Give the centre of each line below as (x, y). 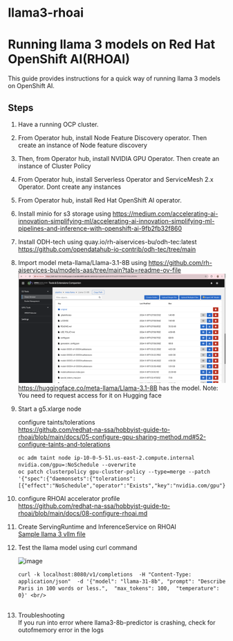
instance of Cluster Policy (54, 166)
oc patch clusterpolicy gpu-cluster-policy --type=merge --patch (114, 472)
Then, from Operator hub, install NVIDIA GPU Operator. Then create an (119, 158)
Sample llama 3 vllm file (52, 534)
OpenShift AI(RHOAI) (69, 59)
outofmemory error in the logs (61, 630)
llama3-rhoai (46, 13)
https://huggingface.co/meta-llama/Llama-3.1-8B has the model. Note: (118, 388)
